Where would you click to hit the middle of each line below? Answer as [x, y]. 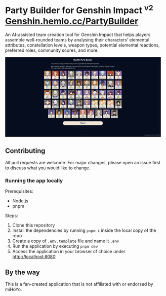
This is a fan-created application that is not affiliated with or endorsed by [79, 284]
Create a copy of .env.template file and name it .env [66, 241]
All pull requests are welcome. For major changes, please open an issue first [83, 162]
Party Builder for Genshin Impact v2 [79, 10]
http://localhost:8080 [34, 257]
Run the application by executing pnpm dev [55, 246]
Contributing [25, 151]
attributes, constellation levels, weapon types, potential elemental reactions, [83, 45]
